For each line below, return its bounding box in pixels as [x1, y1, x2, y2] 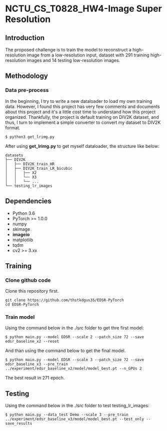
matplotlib [12, 237, 33, 243]
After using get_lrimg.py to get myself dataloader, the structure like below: [5, 143, 159, 149]
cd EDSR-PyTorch [5, 302, 39, 307]
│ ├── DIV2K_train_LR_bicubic [5, 166, 72, 171]
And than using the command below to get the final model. [5, 348, 126, 354]
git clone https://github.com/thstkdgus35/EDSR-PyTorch [5, 298, 124, 303]
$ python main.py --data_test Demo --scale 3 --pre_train [5, 413, 128, 418]
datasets [5, 153, 23, 158]
